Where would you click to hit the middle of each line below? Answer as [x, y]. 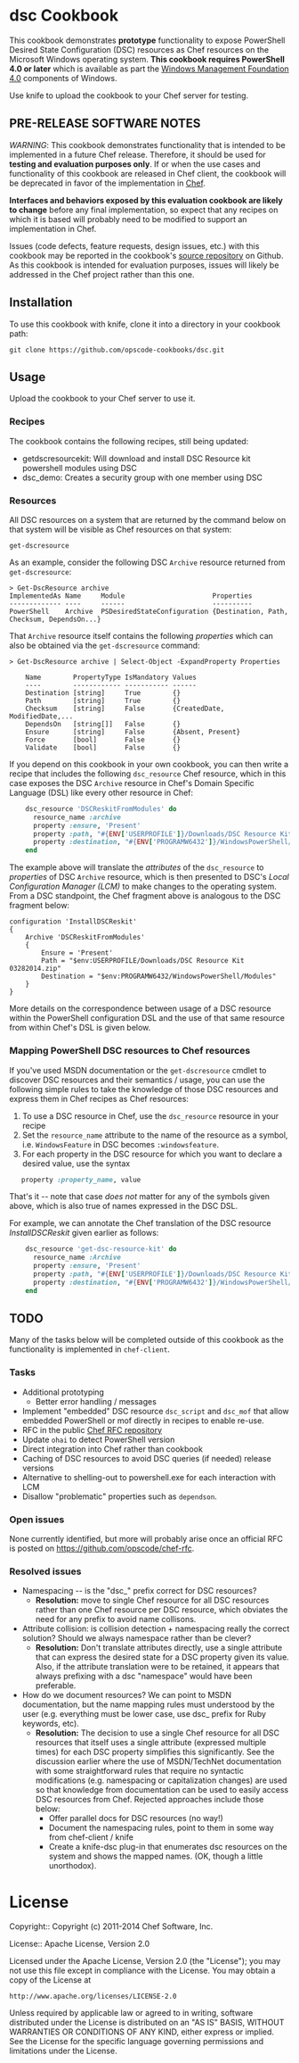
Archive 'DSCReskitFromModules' [85, 938]
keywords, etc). [51, 1724]
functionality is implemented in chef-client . [90, 1349]
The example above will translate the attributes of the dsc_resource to [137, 867]
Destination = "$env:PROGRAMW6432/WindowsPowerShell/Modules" [159, 977]
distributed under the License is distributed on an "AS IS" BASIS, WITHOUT [147, 2023]
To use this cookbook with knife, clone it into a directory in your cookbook [145, 324]
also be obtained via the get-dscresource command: [105, 645]
